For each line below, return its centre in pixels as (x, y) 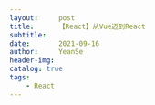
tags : (20, 78)
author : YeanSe (46, 52)
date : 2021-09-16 (55, 43)
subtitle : (28, 35)
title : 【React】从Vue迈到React (77, 26)
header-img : (32, 60)
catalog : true (36, 69)
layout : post (42, 18)
